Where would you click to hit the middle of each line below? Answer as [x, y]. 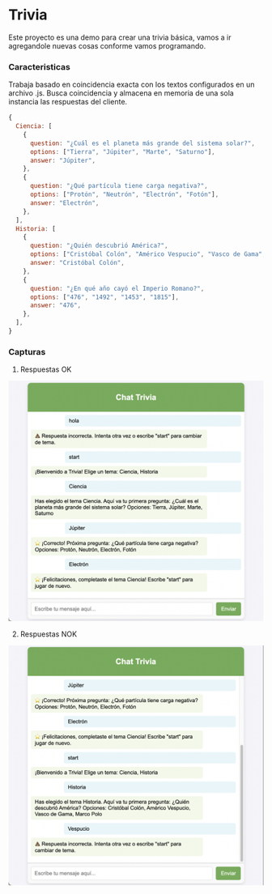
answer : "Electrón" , [64, 203]
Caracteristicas [39, 66]
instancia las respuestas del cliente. [68, 102]
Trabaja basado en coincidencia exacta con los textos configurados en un [132, 85]
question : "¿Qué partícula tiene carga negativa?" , [119, 186]
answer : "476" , [55, 305]
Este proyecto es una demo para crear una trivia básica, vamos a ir [120, 37]
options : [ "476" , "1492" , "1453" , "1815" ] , [104, 297]
